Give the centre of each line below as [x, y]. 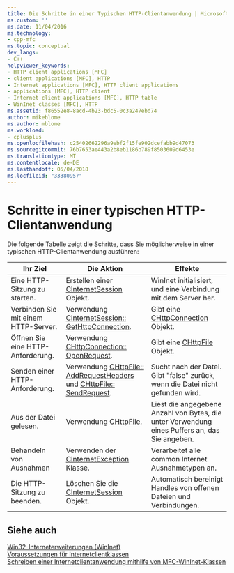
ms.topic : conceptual [39, 46]
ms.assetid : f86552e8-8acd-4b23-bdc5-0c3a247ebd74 [82, 111]
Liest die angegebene [186, 404]
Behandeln [29, 450]
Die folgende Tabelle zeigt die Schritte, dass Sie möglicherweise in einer [111, 244]
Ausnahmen [30, 468]
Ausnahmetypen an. [184, 468]
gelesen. [25, 426]
